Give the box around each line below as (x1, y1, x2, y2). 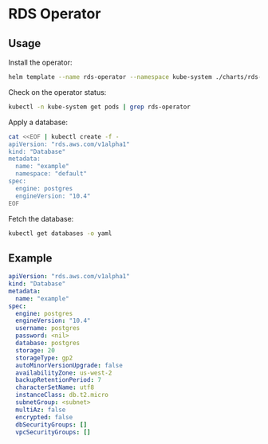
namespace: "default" (15, 170, 88, 178)
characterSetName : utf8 (15, 383, 94, 391)
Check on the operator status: (8, 87, 107, 96)
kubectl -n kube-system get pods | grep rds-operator (8, 103, 191, 111)
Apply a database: (8, 117, 68, 127)
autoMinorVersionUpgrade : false (15, 361, 124, 369)
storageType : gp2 (15, 354, 73, 362)
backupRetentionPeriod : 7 (15, 376, 102, 384)
